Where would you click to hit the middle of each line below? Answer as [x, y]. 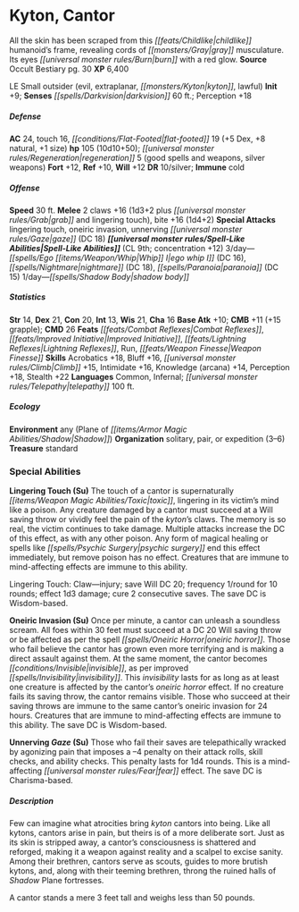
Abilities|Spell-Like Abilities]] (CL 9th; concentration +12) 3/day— [132, 248]
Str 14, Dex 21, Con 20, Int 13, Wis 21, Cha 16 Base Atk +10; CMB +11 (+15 [145, 319]
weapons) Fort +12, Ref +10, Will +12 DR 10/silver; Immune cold [127, 167]
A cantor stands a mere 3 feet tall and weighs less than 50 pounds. [133, 898]
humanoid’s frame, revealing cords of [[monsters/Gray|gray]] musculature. [146, 49]
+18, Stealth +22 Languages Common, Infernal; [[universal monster [133, 376]
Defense [25, 116]
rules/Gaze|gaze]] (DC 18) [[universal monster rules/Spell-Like [127, 239]
